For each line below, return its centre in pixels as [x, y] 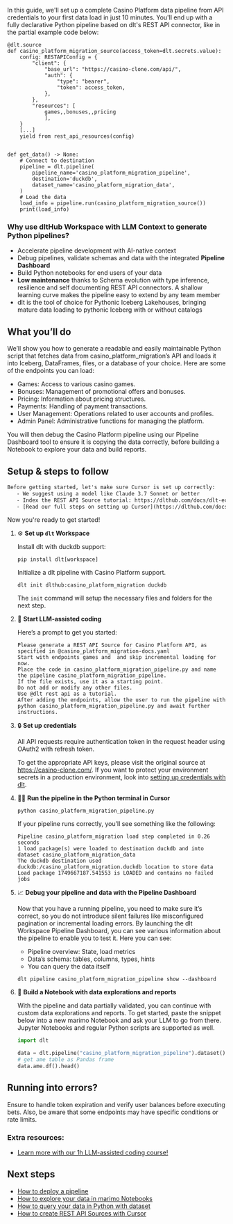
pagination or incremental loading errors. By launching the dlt [105, 923]
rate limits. [22, 1119]
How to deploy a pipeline [53, 1191]
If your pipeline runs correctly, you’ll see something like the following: [116, 824]
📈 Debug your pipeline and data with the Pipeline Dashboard [106, 893]
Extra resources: [36, 1137]
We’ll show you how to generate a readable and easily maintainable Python [114, 349]
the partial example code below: [53, 32]
